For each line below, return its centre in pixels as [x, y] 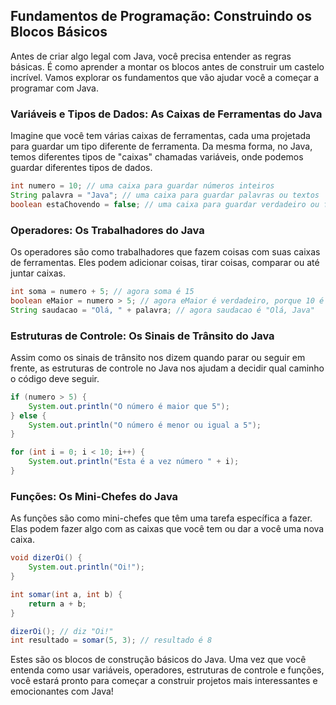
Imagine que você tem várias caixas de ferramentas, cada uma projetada [160, 136]
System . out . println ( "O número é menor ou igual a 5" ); [145, 425]
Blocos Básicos [59, 32]
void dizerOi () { [46, 558]
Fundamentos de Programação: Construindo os [161, 16]
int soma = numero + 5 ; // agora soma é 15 [102, 292]
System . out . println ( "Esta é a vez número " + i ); [134, 462]
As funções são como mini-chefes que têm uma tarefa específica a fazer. [161, 518]
